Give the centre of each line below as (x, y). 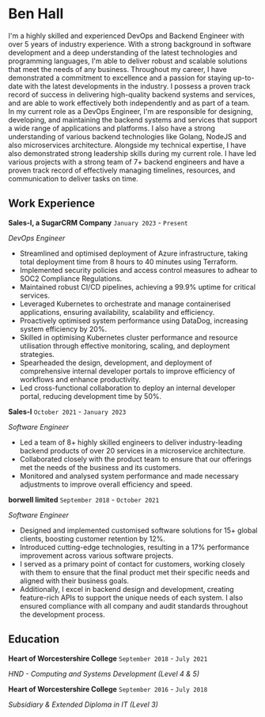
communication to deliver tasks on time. (73, 178)
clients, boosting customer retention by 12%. (93, 538)
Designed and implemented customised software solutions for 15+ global (138, 530)
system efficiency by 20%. (63, 328)
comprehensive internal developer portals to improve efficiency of (127, 371)
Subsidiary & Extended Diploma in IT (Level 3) (83, 704)
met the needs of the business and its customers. (100, 467)
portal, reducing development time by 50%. (91, 396)
